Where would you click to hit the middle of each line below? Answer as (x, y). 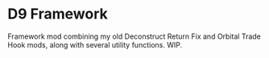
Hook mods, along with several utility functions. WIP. (95, 44)
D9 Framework (58, 14)
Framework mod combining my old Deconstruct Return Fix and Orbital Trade (134, 36)
